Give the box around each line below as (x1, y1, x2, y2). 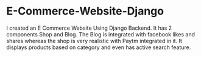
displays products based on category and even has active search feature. (6, 44, 191, 51)
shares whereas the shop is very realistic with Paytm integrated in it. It (6, 37, 183, 44)
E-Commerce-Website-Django (6, 4, 164, 18)
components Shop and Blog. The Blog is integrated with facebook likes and (6, 30, 196, 38)
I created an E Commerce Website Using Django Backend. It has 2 (6, 24, 172, 32)
